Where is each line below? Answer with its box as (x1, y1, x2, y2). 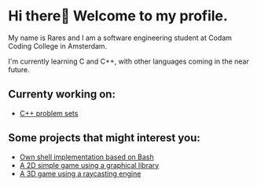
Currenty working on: (8, 88, 116, 101)
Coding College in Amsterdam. (8, 41, 108, 50)
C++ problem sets (19, 108, 79, 118)
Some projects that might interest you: (8, 131, 200, 144)
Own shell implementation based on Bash (19, 152, 155, 162)
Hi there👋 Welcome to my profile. (8, 7, 228, 25)
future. (8, 64, 30, 74)
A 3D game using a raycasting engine (19, 169, 141, 178)
